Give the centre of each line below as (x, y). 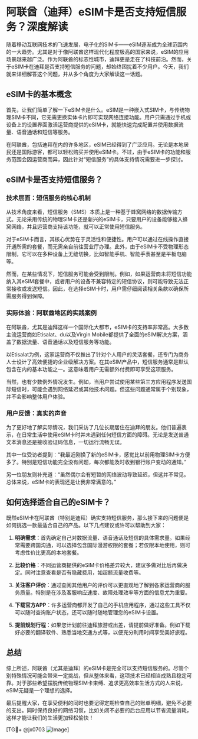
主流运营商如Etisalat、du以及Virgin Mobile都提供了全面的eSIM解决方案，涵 (97, 334)
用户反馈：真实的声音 (36, 413)
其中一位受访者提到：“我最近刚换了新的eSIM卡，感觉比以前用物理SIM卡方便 (98, 455)
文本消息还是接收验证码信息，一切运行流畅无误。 (65, 442)
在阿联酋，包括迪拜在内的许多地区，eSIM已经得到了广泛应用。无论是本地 (95, 144)
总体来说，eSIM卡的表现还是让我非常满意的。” (61, 482)
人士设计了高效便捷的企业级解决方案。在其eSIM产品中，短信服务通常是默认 (98, 362)
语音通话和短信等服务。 (45, 132)
